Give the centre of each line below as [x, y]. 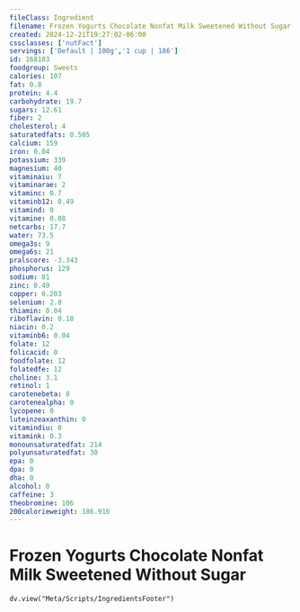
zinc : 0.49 [30, 285]
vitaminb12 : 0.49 [42, 202]
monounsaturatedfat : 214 [56, 445]
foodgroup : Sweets [44, 68]
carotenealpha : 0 [42, 403]
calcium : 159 [34, 143]
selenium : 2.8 [36, 302]
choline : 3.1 [34, 378]
